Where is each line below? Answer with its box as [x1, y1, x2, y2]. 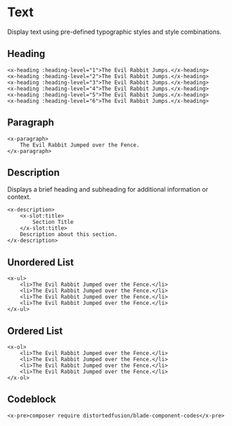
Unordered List [7, 256, 74, 268]
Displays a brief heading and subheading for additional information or [7, 185, 209, 194]
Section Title [32, 219, 74, 226]
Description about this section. [20, 231, 118, 238]
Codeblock [7, 394, 56, 406]
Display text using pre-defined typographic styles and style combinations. [7, 27, 222, 36]
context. [7, 193, 32, 201]
